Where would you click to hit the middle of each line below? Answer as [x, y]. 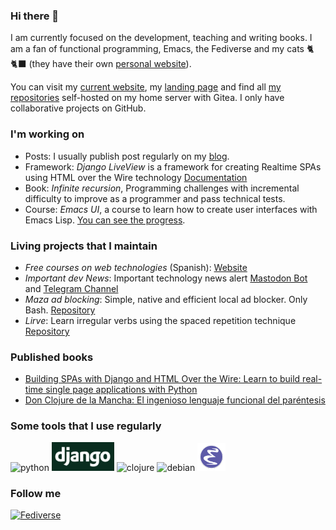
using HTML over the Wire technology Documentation [136, 177]
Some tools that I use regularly [86, 426]
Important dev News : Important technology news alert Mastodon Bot [166, 278]
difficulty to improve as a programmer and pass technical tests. [155, 198]
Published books [52, 357]
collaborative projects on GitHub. [78, 108]
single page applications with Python [121, 390]
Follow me [36, 493]
